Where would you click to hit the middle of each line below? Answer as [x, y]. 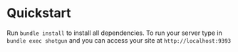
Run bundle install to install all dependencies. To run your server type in [114, 33]
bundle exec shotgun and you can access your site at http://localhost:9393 [119, 40]
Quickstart [39, 13]
